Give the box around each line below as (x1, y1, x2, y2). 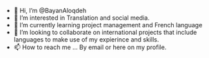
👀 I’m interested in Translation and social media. (13, 14, 150, 22)
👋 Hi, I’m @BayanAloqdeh (13, 7, 87, 14)
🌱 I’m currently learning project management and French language (13, 21, 203, 29)
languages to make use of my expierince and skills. (13, 35, 159, 44)
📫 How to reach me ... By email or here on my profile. (13, 43, 167, 51)
